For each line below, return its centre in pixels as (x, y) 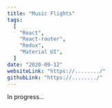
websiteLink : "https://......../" (57, 71)
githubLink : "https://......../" (55, 77)
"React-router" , (43, 39)
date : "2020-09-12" (35, 65)
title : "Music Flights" (41, 13)
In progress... (26, 97)
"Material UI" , (41, 52)
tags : (15, 20)
